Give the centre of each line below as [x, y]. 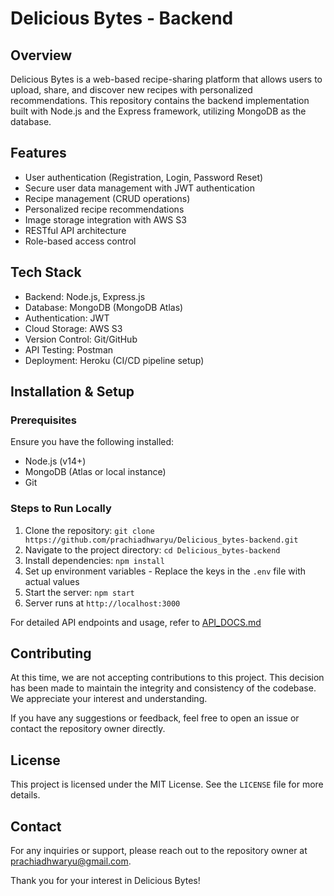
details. [25, 795]
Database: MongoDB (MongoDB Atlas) [104, 307]
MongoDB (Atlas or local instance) [95, 472]
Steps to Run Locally [61, 509]
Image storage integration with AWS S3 [105, 219]
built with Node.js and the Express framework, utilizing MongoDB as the [158, 111]
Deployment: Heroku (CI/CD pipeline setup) [114, 360]
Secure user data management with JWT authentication [139, 188]
